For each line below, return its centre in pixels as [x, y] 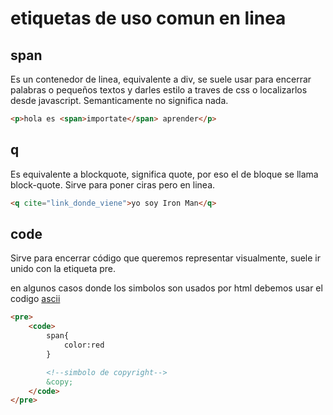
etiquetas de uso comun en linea [148, 18]
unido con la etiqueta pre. [63, 269]
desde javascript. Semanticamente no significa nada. [119, 100]
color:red [84, 345]
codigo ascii [35, 299]
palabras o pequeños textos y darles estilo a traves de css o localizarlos [159, 90]
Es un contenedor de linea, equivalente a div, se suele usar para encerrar [161, 79]
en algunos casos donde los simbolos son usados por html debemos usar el [166, 288]
